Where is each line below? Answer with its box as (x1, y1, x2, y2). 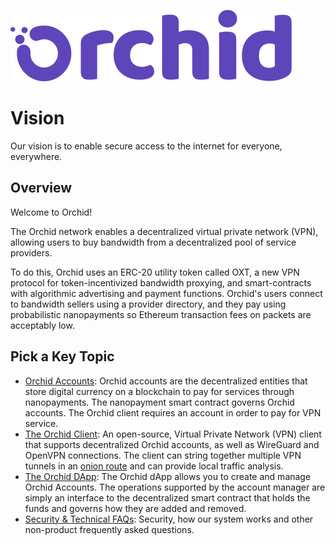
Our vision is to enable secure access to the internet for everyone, (10, 140, 283, 152)
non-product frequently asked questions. (24, 523, 195, 535)
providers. (10, 246, 53, 259)
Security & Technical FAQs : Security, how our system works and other (24, 513, 314, 525)
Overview (10, 180, 73, 197)
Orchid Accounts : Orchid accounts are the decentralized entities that (24, 375, 308, 387)
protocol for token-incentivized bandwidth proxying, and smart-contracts (10, 276, 312, 289)
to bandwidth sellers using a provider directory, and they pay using (10, 298, 287, 310)
